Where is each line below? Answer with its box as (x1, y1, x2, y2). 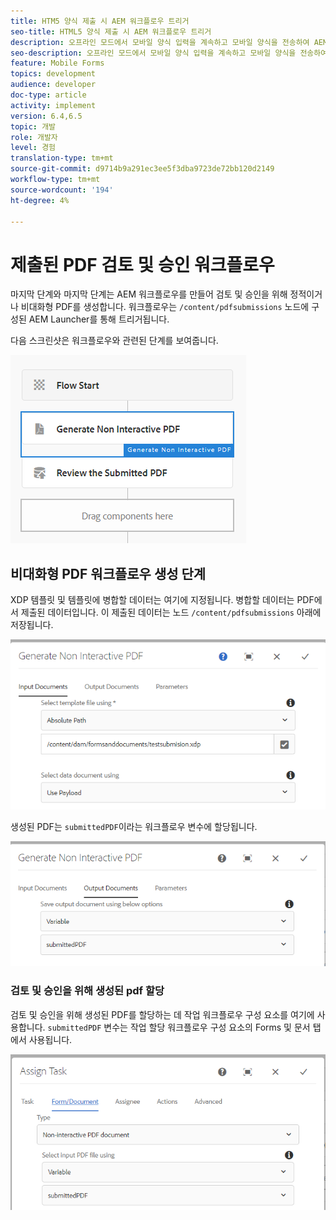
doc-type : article (10, 90, 87, 100)
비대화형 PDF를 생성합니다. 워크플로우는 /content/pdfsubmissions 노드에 (20, 301, 310, 313)
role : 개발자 (10, 132, 58, 142)
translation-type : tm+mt (10, 153, 114, 164)
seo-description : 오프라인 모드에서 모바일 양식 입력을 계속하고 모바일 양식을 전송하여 (10, 48, 328, 58)
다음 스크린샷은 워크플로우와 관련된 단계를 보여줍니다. (10, 335, 219, 347)
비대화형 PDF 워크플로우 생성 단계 (10, 565, 207, 582)
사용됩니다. (28, 1033, 73, 1045)
